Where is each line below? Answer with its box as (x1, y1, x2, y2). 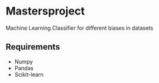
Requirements (5, 42, 60, 52)
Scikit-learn (14, 71, 44, 78)
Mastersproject (5, 4, 86, 18)
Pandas (14, 64, 34, 71)
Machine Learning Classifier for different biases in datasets (5, 24, 154, 32)
